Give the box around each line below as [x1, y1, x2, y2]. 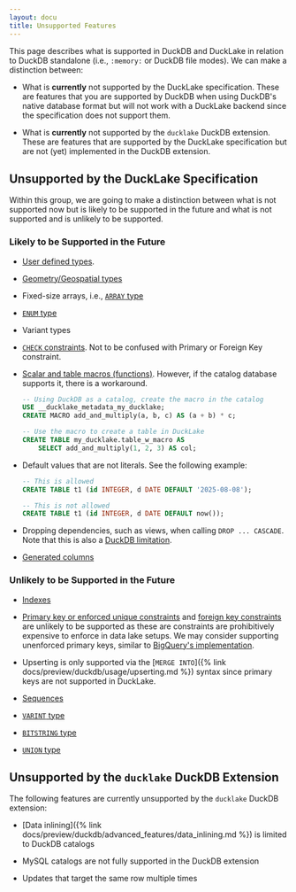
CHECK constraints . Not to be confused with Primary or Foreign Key [21, 342, 263, 353]
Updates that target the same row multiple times [21, 873, 198, 884]
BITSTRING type [21, 727, 77, 738]
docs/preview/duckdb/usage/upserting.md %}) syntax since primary [21, 666, 273, 677]
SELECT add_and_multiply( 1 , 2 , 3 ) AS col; [38, 444, 197, 453]
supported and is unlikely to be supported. [9, 213, 163, 224]
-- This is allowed [21, 477, 95, 485]
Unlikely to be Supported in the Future [9, 574, 175, 586]
